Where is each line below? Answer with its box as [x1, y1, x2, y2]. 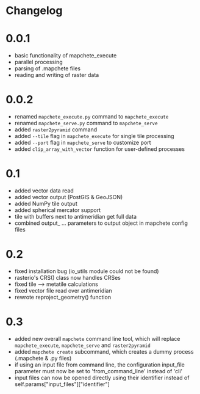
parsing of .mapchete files [14, 65, 80, 72]
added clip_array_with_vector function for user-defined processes [14, 145, 185, 153]
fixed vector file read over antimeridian [14, 286, 112, 294]
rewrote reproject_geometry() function [14, 293, 111, 301]
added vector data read [14, 187, 74, 194]
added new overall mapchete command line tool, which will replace [14, 335, 180, 342]
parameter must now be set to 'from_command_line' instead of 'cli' [14, 367, 183, 374]
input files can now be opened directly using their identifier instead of [14, 374, 190, 381]
